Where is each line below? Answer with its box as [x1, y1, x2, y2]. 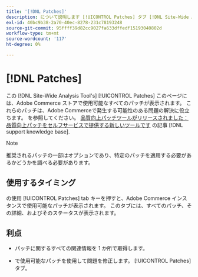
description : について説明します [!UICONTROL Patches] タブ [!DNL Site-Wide [6, 14, 189, 20]
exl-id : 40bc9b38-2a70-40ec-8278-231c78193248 [6, 19, 123, 25]
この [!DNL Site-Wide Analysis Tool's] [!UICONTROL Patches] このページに [6, 92, 187, 99]
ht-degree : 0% [6, 42, 41, 48]
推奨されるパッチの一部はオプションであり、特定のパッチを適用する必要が [6, 151, 187, 159]
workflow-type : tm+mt [6, 31, 60, 36]
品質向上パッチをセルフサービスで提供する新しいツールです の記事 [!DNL [6, 121, 183, 128]
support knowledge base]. [6, 128, 70, 135]
